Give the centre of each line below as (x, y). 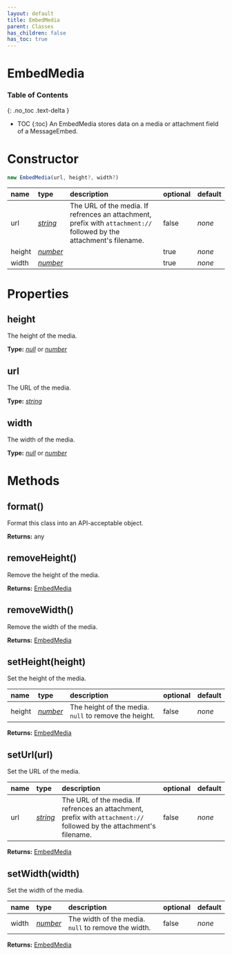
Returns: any (26, 536)
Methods (33, 481)
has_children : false (37, 33)
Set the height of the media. (47, 678)
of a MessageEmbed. (47, 131)
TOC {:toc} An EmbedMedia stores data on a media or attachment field (118, 124)
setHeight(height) (47, 662)
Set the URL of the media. (44, 772)
